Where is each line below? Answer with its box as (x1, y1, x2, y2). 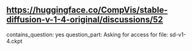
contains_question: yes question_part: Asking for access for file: (6, 31, 169, 38)
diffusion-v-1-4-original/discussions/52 (6, 15, 164, 25)
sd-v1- (169, 31, 186, 38)
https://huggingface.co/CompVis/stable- (6, 5, 168, 15)
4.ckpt (6, 37, 23, 45)
